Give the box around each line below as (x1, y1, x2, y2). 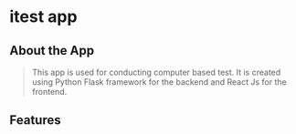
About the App (9, 43, 94, 58)
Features (9, 112, 61, 129)
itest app (9, 6, 78, 27)
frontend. (31, 87, 68, 97)
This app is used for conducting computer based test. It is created (31, 67, 281, 77)
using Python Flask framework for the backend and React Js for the (31, 77, 287, 88)
